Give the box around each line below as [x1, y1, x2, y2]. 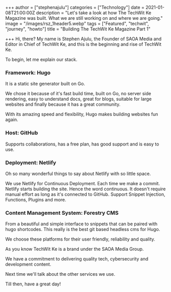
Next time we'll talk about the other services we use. [5, 271, 116, 277]
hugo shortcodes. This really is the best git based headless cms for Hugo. [5, 226, 160, 232]
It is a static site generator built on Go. [5, 81, 85, 87]
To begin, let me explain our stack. [5, 56, 78, 63]
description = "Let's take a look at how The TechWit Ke [36, 10, 152, 16]
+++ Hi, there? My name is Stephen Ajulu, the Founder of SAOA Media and [5, 36, 162, 42]
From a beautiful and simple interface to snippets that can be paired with [5, 221, 158, 227]
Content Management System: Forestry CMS [5, 209, 119, 216]
